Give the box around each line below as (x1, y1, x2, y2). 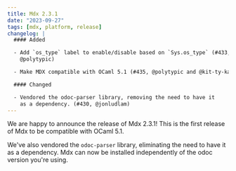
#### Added (13, 37, 46, 44)
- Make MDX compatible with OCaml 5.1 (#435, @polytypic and (13, 68, 197, 75)
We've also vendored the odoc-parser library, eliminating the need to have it (7, 141, 226, 149)
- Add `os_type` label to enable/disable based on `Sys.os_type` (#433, (13, 49, 231, 56)
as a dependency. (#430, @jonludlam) (20, 100, 131, 108)
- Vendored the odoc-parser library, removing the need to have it (13, 94, 216, 101)
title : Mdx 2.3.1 (7, 10, 58, 18)
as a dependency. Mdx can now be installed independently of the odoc (7, 148, 213, 157)
